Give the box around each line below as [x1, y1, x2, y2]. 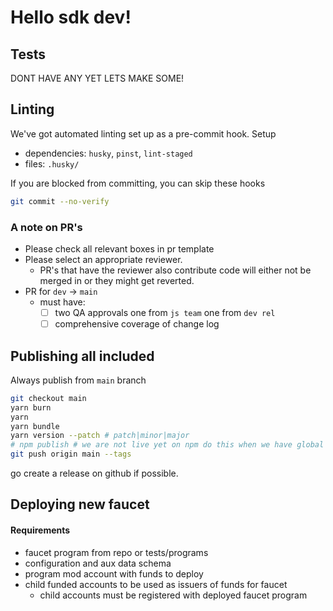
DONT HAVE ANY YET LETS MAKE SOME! [10, 72, 185, 84]
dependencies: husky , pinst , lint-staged [24, 147, 193, 159]
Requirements [10, 524, 71, 536]
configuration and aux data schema [24, 557, 172, 569]
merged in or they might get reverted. [39, 274, 195, 286]
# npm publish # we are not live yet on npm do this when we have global [10, 440, 325, 450]
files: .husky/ [24, 157, 80, 170]
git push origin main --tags [10, 449, 132, 460]
